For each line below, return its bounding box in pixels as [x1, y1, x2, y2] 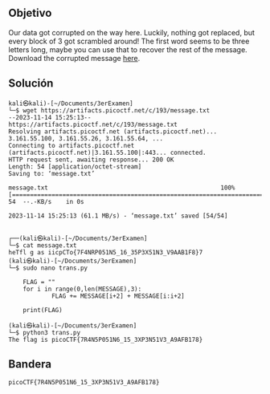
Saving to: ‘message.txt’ [8, 169, 95, 177]
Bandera [8, 357, 52, 372]
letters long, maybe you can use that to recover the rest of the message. [8, 44, 247, 55]
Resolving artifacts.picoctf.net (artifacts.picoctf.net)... [8, 128, 218, 136]
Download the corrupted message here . [8, 53, 141, 63]
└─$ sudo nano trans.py [8, 264, 88, 272]
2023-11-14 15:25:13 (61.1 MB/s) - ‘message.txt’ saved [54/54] [8, 212, 228, 220]
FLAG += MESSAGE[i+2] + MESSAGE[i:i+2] [51, 292, 185, 300]
